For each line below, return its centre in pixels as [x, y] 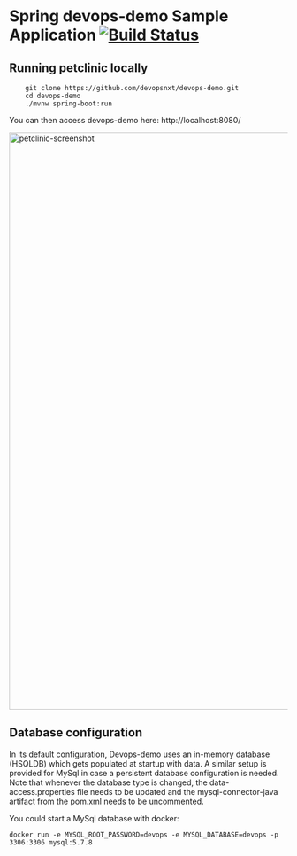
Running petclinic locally [79, 68]
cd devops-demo [53, 96]
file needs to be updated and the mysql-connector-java [177, 791]
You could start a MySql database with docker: [94, 818]
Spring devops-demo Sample [119, 16]
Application [53, 35]
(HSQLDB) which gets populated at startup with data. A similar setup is [138, 763]
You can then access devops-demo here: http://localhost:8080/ [125, 120]
